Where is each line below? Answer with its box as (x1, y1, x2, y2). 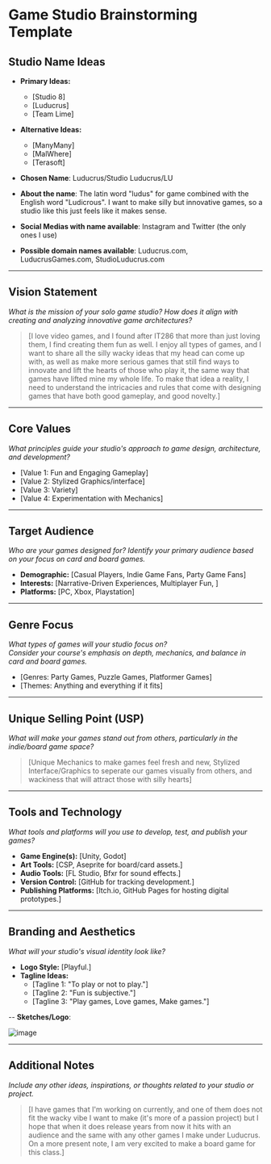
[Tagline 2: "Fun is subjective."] (31, 987, 136, 998)
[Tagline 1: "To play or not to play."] (31, 979, 149, 989)
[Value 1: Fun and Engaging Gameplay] (19, 467, 149, 477)
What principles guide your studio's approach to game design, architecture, (8, 443, 261, 453)
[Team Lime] (31, 109, 74, 119)
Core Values (8, 422, 71, 436)
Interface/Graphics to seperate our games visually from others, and (27, 766, 252, 776)
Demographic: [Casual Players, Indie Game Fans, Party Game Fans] (19, 570, 247, 580)
